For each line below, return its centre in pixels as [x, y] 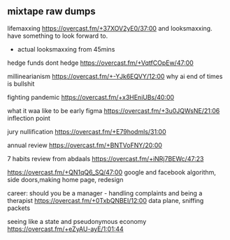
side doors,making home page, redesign [65, 179]
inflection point [29, 118]
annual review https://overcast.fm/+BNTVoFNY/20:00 [85, 145]
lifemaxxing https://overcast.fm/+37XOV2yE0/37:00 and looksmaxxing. [110, 28]
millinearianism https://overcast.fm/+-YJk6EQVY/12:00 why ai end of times [115, 76]
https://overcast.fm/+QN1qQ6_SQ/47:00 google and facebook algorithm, [112, 172]
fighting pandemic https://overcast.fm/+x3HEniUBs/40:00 [91, 97]
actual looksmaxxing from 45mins [66, 49]
